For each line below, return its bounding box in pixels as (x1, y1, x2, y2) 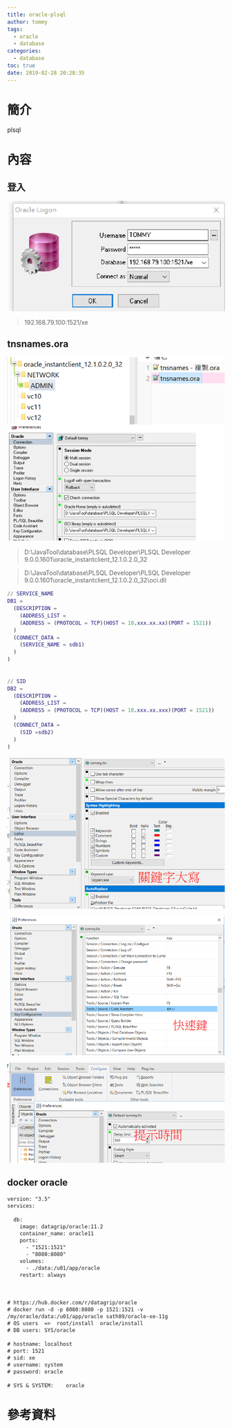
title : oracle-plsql (7, 11, 67, 18)
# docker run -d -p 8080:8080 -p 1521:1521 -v (7, 1306, 144, 1313)
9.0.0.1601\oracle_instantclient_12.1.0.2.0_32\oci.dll (23, 576, 167, 584)
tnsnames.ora (7, 339, 69, 350)
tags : (7, 26, 23, 32)
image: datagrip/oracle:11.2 (19, 1224, 104, 1230)
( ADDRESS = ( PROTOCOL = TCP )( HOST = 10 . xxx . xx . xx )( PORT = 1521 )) (19, 619, 212, 627)
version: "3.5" (7, 1196, 51, 1203)
